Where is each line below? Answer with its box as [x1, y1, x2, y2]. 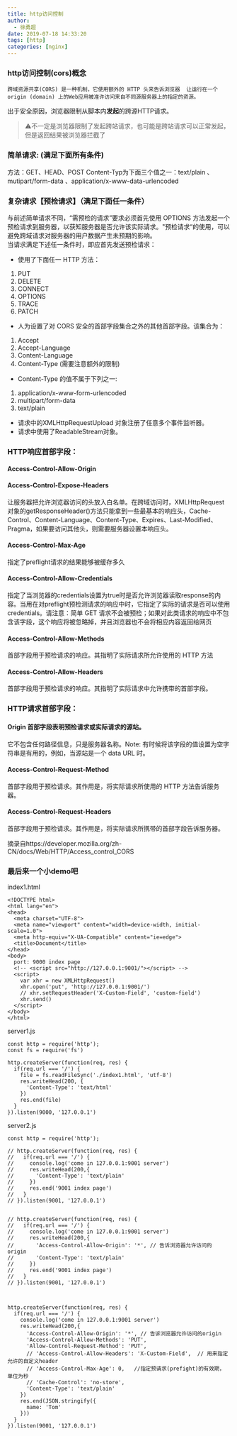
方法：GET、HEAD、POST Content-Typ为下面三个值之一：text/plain [7, 167, 206, 176]
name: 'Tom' [25, 1404, 62, 1411]
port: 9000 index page [13, 959, 81, 966]
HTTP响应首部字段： [7, 446, 79, 456]
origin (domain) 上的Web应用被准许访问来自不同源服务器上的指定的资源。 [7, 94, 200, 101]
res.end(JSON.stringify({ [20, 1398, 97, 1405]
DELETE [17, 277, 42, 285]
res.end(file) [20, 1097, 62, 1104]
